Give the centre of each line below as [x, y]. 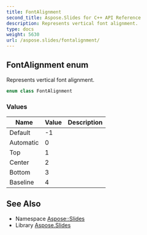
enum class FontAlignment [39, 91]
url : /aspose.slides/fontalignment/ [53, 40]
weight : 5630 [23, 35]
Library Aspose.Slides [43, 225]
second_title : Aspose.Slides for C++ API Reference [73, 18]
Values [17, 106]
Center [19, 162]
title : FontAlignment [34, 12]
